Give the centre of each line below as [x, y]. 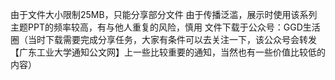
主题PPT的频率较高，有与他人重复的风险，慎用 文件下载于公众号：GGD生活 [165, 27]
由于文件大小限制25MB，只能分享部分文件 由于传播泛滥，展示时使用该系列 [164, 14]
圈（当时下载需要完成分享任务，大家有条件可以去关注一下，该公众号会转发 [163, 39]
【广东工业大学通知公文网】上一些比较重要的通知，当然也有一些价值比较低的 [168, 52]
